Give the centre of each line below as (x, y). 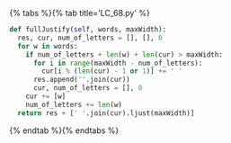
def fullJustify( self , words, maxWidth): (88, 30)
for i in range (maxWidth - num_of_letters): (118, 63)
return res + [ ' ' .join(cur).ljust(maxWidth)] (106, 113)
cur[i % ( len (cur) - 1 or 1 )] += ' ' (112, 71)
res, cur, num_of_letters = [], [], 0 (90, 38)
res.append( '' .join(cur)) (81, 80)
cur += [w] (46, 96)
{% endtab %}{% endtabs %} (64, 130)
